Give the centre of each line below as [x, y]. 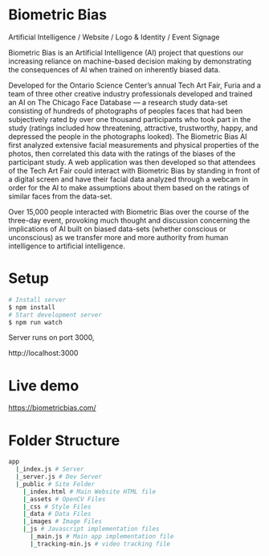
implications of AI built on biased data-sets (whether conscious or [117, 229]
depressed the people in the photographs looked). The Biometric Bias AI [128, 136]
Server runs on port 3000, [51, 337]
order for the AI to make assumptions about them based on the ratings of [129, 187]
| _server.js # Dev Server [59, 476]
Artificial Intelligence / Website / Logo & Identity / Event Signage [114, 37]
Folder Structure [64, 440]
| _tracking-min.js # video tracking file [100, 544]
